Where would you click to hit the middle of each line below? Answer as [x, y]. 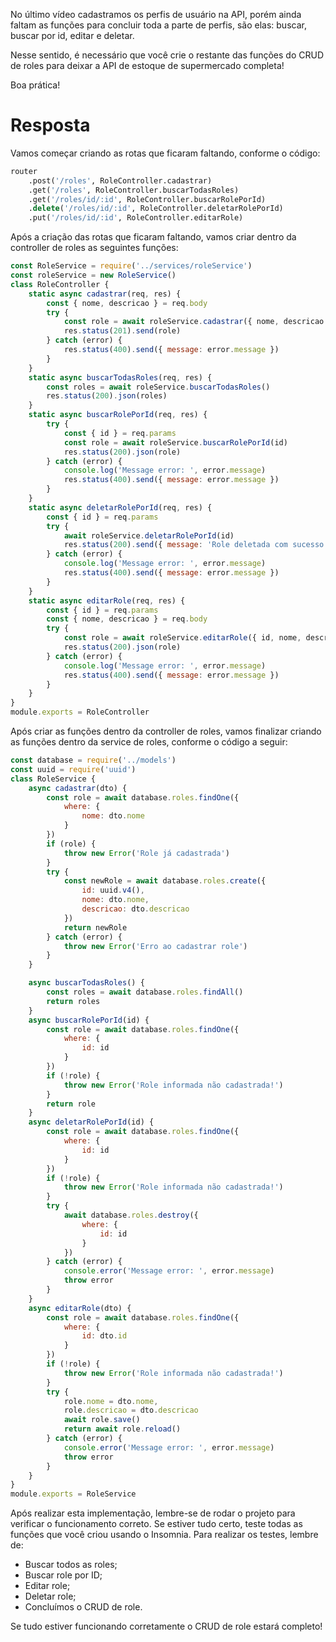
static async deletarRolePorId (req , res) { [120, 507]
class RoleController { [60, 284]
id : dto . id [104, 1336]
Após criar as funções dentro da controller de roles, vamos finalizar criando [166, 731]
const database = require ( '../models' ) [93, 760]
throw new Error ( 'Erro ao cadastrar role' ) [155, 946]
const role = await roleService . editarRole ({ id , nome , [182, 638]
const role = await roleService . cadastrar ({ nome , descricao [194, 322]
